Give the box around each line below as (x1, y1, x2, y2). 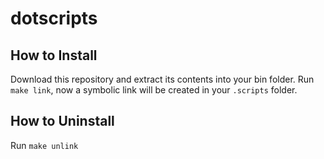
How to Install (10, 47, 98, 64)
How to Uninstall (10, 113, 115, 130)
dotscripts (10, 7, 98, 30)
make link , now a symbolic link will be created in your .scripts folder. (10, 84, 298, 96)
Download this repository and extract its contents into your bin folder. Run (10, 73, 315, 85)
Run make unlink (10, 139, 79, 151)
